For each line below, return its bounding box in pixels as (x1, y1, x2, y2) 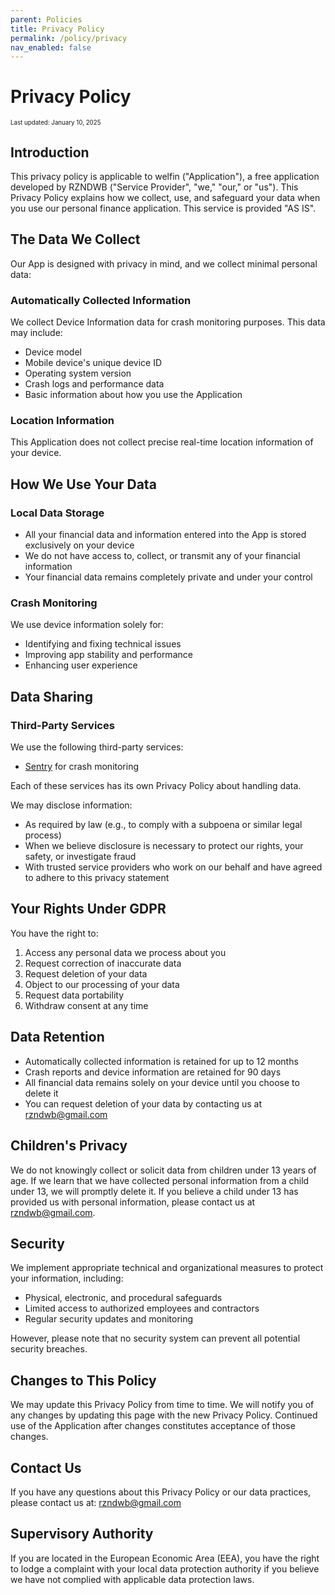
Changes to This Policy (10, 1372, 157, 1389)
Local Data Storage (10, 506, 105, 520)
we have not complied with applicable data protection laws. (10, 1573, 255, 1585)
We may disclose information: (10, 799, 133, 811)
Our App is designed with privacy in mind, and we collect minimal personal (10, 257, 318, 270)
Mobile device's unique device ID (24, 357, 163, 369)
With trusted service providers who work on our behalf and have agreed (24, 861, 323, 873)
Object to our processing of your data (24, 978, 180, 990)
